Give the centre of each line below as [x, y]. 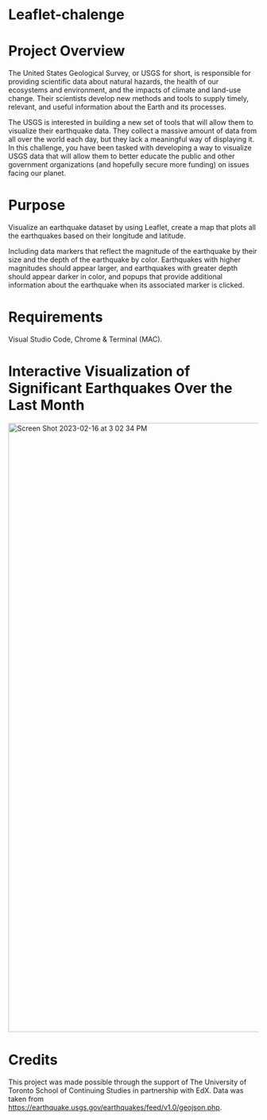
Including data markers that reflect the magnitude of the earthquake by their [133, 252]
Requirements [56, 317]
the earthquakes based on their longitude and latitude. [97, 236]
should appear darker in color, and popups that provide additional [115, 277]
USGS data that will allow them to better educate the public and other [122, 156]
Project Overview [67, 51]
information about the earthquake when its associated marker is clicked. [126, 285]
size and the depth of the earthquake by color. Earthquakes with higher [124, 260]
